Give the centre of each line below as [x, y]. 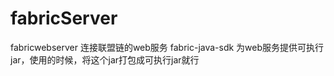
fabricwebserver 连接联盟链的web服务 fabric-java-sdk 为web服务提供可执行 [167, 47]
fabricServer [64, 18]
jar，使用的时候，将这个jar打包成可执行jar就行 [105, 59]
